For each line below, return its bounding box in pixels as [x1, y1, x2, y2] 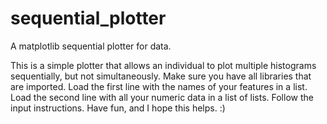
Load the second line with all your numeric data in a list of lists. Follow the [10, 91, 314, 103]
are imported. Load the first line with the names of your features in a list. [10, 80, 308, 92]
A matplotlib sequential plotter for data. [10, 40, 172, 52]
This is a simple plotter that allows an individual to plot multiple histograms [10, 59, 317, 71]
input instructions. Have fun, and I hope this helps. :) [10, 102, 226, 114]
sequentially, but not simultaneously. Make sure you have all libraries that [10, 70, 312, 82]
